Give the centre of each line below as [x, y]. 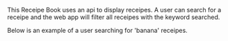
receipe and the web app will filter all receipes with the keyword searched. [114, 17]
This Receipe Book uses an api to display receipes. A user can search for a [114, 10]
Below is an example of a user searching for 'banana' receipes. [97, 30]
